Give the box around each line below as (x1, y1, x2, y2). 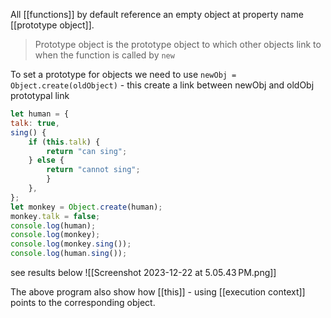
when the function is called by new (34, 49, 175, 61)
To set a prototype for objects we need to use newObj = (10, 69, 237, 80)
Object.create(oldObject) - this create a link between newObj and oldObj (10, 79, 315, 91)
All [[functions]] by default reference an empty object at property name (10, 9, 304, 20)
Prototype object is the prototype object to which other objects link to (34, 39, 322, 50)
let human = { (10, 109, 70, 119)
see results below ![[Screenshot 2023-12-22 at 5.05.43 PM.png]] (10, 267, 277, 278)
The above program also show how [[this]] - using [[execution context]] (10, 286, 306, 298)
